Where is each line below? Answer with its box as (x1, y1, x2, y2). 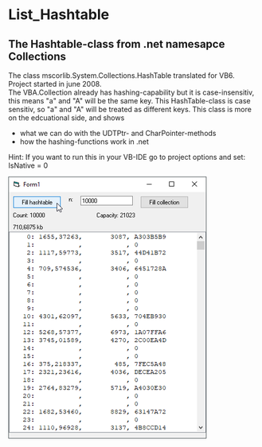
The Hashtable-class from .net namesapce (8, 37, 225, 51)
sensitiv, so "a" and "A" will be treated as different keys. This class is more (8, 105, 252, 114)
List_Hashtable (8, 6, 110, 24)
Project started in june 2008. (8, 80, 102, 88)
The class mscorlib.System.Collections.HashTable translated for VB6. (8, 71, 235, 80)
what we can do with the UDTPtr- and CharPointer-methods (19, 129, 217, 138)
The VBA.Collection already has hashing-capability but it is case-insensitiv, (8, 87, 255, 97)
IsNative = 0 (8, 161, 49, 170)
